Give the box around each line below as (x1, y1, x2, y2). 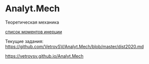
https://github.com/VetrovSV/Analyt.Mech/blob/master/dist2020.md (5, 43, 144, 49)
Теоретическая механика (5, 19, 59, 25)
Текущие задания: (5, 38, 44, 44)
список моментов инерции (5, 29, 62, 34)
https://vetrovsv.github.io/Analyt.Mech (5, 53, 84, 59)
